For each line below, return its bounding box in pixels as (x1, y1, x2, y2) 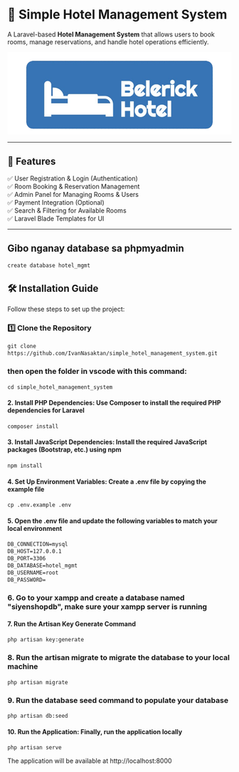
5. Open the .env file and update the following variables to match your (7, 517, 218, 525)
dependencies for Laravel (7, 406, 85, 415)
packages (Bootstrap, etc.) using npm (7, 445, 122, 454)
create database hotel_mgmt (7, 262, 91, 270)
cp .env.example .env (7, 502, 72, 509)
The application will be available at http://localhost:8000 (7, 756, 172, 766)
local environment (7, 524, 63, 532)
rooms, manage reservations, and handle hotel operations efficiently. (7, 37, 209, 46)
